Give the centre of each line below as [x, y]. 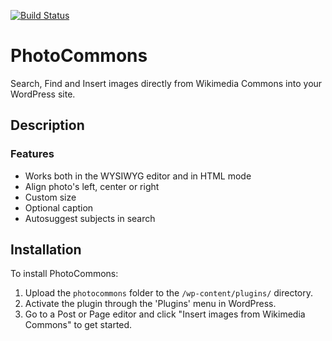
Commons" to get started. [78, 325]
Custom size [50, 197]
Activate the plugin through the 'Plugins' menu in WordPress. [150, 304]
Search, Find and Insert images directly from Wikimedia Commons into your [166, 83]
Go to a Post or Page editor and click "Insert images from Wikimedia [165, 314]
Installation [46, 250]
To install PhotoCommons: [64, 274]
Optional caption [59, 207]
